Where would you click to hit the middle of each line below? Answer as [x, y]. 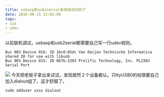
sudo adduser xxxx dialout [33, 91]
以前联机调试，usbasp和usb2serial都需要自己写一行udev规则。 [70, 43]
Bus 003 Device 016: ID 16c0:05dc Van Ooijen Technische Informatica [79, 52]
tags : [11, 19]
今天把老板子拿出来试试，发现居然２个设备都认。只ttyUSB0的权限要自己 [85, 75]
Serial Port [17, 65]
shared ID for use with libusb [38, 57]
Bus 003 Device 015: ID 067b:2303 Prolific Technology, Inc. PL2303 [78, 61]
